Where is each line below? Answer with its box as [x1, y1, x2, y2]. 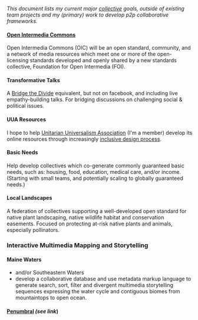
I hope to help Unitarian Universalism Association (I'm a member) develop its [6, 129, 193, 136]
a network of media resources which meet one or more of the [6, 50, 156, 58]
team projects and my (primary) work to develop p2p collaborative [6, 11, 169, 18]
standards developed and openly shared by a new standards [29, 57, 177, 64]
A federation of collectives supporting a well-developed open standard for [6, 208, 187, 215]
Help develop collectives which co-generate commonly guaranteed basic [6, 162, 185, 169]
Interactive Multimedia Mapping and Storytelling [6, 241, 148, 249]
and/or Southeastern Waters [15, 269, 84, 276]
